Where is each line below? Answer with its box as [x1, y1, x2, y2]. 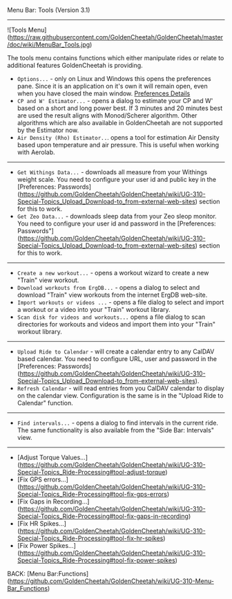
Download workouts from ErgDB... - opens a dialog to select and [17, 284, 200, 291]
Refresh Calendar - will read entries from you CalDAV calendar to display [17, 384, 224, 392]
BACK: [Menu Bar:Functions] [7, 570, 89, 578]
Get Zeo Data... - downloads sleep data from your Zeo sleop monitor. [17, 212, 217, 220]
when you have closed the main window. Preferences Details [17, 89, 191, 98]
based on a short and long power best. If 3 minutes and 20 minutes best [17, 104, 223, 112]
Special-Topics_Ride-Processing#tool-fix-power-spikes [17, 556, 176, 564]
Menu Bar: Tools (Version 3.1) [7, 6, 90, 14]
